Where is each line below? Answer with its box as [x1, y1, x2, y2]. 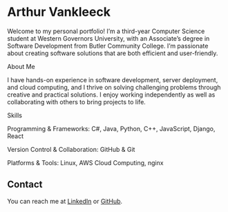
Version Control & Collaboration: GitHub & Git [7, 145, 135, 153]
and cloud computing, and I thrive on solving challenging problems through [7, 83, 221, 91]
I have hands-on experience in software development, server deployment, [7, 75, 218, 84]
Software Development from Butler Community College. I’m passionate [7, 41, 209, 50]
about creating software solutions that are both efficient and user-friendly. [7, 49, 218, 57]
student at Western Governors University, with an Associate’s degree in [7, 34, 210, 42]
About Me [7, 62, 36, 70]
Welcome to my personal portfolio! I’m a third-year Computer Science [7, 27, 205, 35]
